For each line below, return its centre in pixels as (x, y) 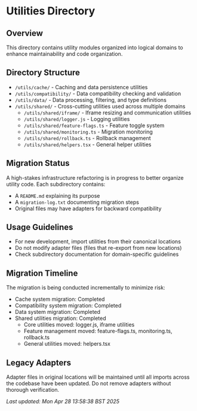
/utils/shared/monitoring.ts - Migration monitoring (88, 132)
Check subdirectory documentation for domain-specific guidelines (97, 254)
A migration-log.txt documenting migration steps (77, 202)
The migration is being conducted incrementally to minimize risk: (86, 288)
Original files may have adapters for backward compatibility (88, 208)
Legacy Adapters (39, 363)
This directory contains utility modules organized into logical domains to (95, 47)
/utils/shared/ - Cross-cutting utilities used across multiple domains (100, 106)
